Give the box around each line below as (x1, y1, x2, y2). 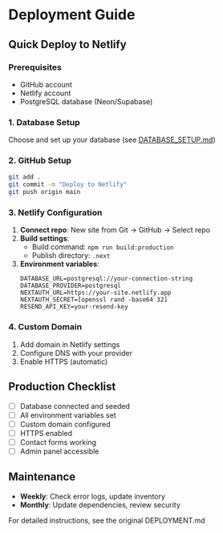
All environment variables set (19, 410, 116, 420)
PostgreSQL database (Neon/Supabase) (19, 96, 153, 106)
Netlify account (19, 88, 71, 98)
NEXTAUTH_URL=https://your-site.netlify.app (19, 289, 172, 297)
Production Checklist (8, 380, 116, 394)
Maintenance (8, 470, 76, 484)
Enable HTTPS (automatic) (19, 357, 108, 366)
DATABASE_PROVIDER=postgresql (19, 282, 122, 290)
